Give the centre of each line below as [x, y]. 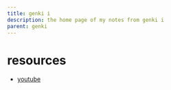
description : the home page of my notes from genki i [86, 20]
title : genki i [29, 13]
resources [37, 60]
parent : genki [27, 26]
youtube [29, 79]
